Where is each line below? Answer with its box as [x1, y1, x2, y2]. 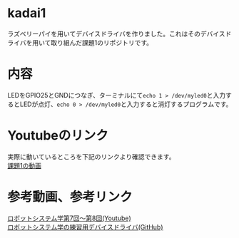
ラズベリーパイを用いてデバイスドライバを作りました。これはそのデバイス [7, 29, 226, 38]
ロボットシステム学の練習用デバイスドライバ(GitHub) [7, 222, 163, 231]
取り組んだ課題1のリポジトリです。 [51, 38, 153, 47]
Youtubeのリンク [7, 128, 109, 144]
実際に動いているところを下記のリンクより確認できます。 [7, 152, 176, 161]
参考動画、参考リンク [7, 189, 133, 205]
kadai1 [7, 5, 46, 21]
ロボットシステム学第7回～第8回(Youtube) [7, 214, 132, 222]
